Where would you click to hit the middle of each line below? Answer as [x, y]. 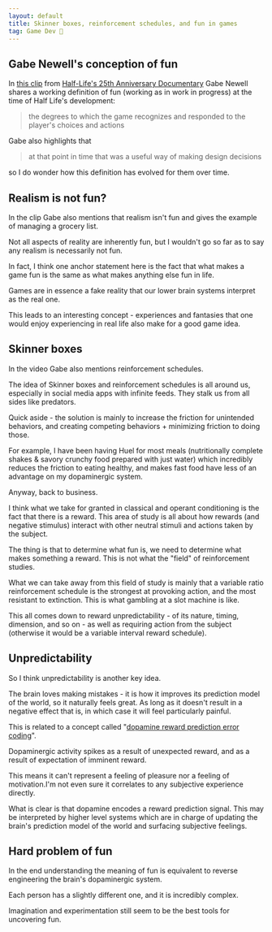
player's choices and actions [76, 125]
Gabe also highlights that [50, 141]
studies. [22, 566]
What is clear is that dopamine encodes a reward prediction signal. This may [136, 808]
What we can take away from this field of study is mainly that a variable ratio [136, 583]
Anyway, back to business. [53, 492]
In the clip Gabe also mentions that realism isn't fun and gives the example [133, 217]
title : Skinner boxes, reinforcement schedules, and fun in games [123, 24]
